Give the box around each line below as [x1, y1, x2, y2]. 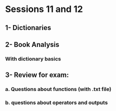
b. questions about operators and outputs [5, 99, 108, 106]
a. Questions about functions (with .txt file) [5, 86, 112, 93]
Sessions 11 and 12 [5, 3, 83, 15]
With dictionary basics [5, 55, 61, 62]
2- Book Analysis [5, 40, 60, 48]
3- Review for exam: [5, 71, 69, 79]
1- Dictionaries [5, 23, 51, 32]
